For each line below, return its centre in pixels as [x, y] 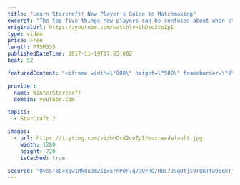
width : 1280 [38, 144]
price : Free [25, 41]
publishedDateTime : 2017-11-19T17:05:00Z [70, 54]
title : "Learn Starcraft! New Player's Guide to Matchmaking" [102, 14]
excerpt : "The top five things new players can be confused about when [116, 21]
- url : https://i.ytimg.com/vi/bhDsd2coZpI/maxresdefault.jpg [108, 138]
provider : [22, 86]
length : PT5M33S [31, 47]
